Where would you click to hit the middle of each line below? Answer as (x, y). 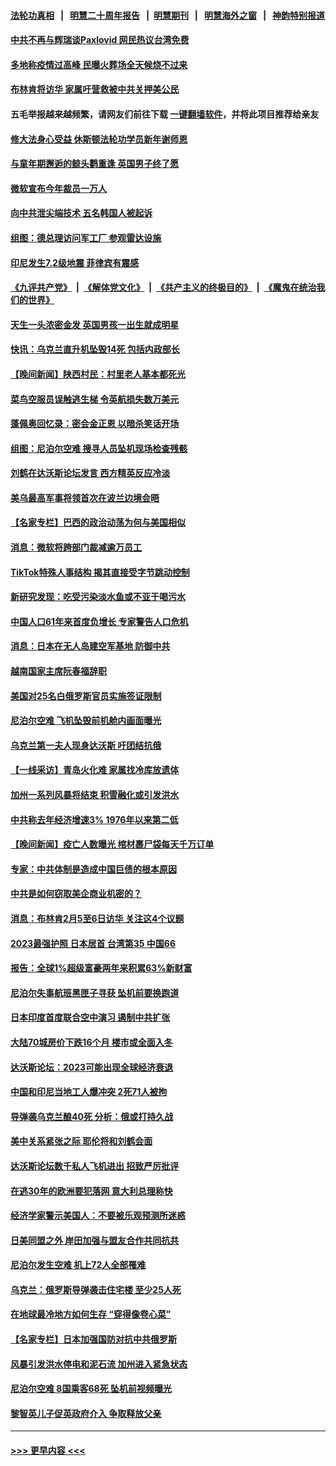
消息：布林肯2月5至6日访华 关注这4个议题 (97, 918)
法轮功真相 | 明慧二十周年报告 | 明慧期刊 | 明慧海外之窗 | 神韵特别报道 (168, 15)
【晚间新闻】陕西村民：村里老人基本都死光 (98, 374)
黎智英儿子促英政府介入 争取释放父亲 (86, 1413)
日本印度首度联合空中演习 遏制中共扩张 (90, 1017)
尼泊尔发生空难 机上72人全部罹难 (78, 1265)
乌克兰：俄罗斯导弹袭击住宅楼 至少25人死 (96, 1289)
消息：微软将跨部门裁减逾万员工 (76, 547)
